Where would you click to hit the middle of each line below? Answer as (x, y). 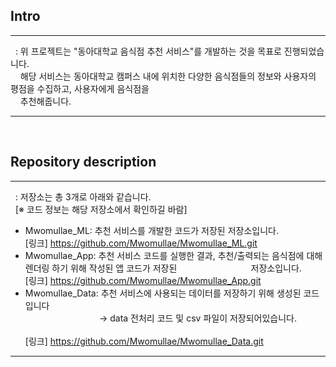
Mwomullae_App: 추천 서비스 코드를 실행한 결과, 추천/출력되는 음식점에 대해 (173, 255)
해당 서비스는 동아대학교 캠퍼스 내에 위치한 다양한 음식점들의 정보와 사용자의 (168, 76)
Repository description (83, 162)
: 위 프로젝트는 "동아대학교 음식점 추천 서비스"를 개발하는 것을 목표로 (148, 51)
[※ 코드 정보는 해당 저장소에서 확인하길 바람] (101, 209)
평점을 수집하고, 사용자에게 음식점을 (80, 88)
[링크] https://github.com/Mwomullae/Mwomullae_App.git (143, 280)
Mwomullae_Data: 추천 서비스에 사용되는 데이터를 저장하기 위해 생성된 (163, 293)
